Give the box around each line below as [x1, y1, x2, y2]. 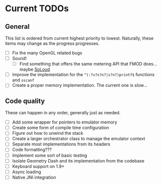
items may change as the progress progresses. [5, 41, 100, 46]
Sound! [12, 56, 27, 62]
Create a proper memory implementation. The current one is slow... [12, 82, 147, 88]
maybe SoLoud [19, 66, 50, 72]
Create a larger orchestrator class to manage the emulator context [12, 136, 145, 142]
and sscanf [12, 77, 35, 83]
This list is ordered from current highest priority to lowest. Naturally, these [5, 35, 154, 41]
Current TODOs [5, 3, 69, 14]
